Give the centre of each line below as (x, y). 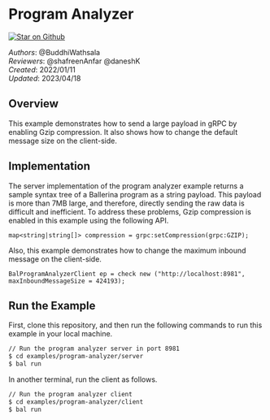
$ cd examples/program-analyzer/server (76, 357)
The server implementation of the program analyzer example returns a (126, 186)
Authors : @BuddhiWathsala (54, 52)
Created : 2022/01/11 (42, 69)
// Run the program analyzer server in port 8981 (94, 349)
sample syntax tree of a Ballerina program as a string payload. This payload (135, 194)
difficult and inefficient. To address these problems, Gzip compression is (130, 211)
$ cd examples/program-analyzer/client (76, 402)
